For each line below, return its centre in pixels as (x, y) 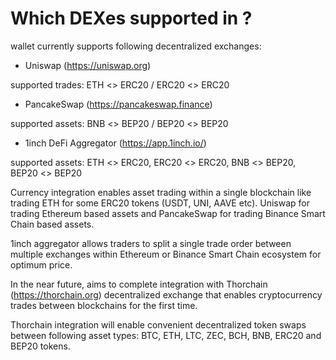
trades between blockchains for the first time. (104, 305)
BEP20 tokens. (40, 346)
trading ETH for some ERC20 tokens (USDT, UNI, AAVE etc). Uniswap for (160, 203)
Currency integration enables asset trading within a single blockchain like (161, 192)
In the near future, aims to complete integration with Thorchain (139, 284)
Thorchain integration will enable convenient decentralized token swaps (158, 324)
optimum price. (41, 264)
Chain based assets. (52, 224)
